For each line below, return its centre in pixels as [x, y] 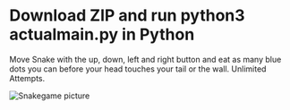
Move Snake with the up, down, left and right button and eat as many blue [145, 59]
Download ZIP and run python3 [127, 16]
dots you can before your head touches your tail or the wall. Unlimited [138, 69]
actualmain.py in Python [102, 34]
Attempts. [27, 78]
